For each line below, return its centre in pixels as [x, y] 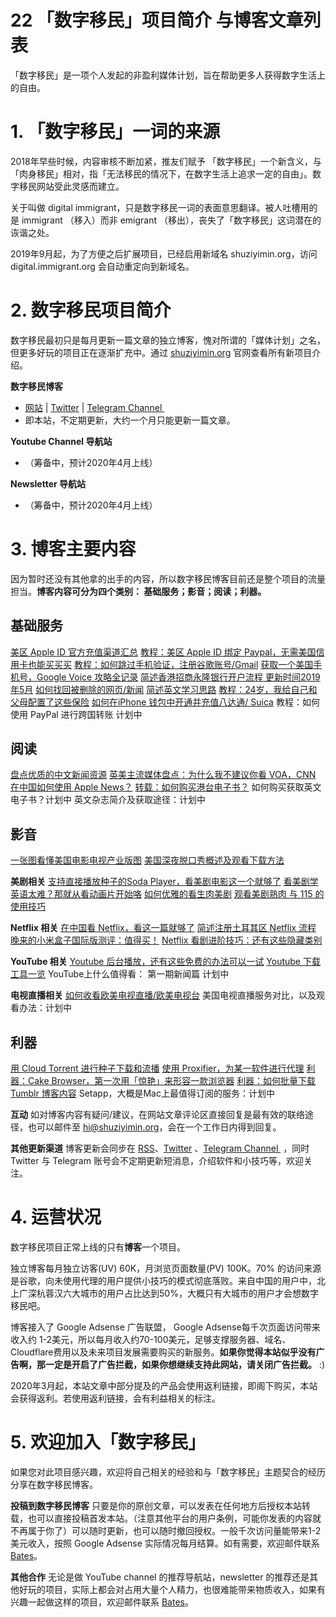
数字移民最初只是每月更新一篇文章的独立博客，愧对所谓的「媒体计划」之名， [168, 340]
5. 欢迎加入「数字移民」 [108, 1442]
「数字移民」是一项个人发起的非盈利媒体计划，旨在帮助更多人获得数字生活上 [168, 75]
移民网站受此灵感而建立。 [71, 186]
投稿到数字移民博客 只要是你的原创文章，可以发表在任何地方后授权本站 [156, 1505]
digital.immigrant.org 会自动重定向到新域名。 [102, 266]
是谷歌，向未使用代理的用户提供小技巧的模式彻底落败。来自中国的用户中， [163, 1280]
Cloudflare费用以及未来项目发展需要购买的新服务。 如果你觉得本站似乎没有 [163, 1352]
